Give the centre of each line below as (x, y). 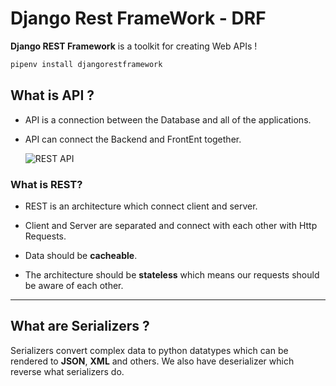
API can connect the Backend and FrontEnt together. (133, 139)
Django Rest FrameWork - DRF (138, 18)
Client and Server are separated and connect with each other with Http (171, 225)
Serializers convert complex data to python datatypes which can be (149, 350)
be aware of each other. (74, 285)
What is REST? (46, 184)
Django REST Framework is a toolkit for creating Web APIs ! (134, 46)
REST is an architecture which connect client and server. (141, 206)
